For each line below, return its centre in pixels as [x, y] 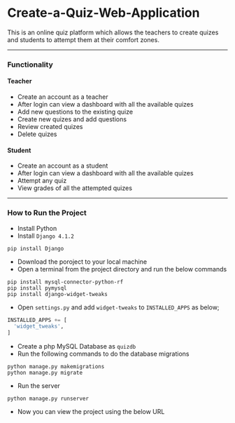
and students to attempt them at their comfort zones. [83, 39]
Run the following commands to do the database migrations [103, 354]
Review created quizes [50, 127]
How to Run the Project [47, 213]
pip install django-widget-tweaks [58, 294]
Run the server [39, 386]
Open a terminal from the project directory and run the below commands [122, 269]
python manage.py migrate [45, 373]
